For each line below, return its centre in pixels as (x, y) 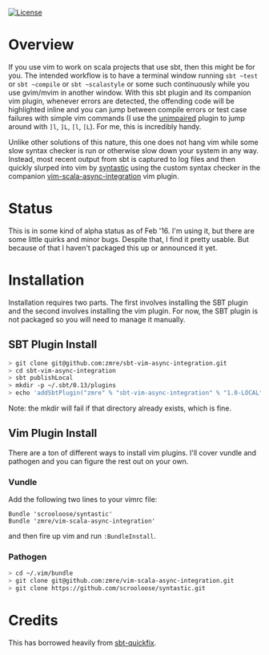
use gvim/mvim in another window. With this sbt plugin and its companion (130, 92)
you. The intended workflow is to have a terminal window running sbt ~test (133, 75)
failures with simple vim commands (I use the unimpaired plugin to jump (127, 118)
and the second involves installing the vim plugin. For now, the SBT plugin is (133, 311)
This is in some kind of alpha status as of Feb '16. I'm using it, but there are (131, 230)
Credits (33, 621)
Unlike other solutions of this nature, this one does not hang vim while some (133, 142)
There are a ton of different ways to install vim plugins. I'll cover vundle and (132, 452)
